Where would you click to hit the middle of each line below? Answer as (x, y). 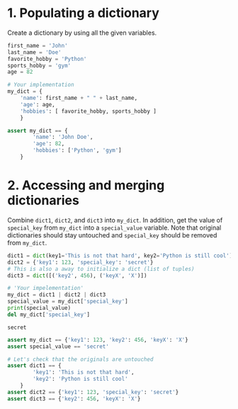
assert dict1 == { (34, 366)
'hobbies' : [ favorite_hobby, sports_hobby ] (89, 111)
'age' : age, (38, 104)
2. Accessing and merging (86, 185)
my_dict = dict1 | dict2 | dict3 (57, 295)
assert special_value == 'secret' (58, 346)
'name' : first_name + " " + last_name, (79, 98)
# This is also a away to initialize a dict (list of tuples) (101, 269)
